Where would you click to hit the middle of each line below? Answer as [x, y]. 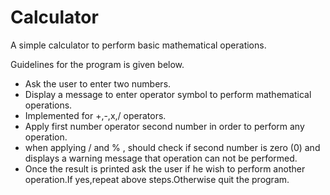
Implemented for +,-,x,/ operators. [95, 115]
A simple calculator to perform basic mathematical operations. [138, 45]
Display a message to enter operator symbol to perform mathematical [168, 94]
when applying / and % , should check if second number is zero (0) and [172, 147]
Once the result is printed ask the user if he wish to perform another [165, 168]
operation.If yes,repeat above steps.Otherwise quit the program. [157, 179]
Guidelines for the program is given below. [97, 64]
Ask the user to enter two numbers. [98, 83]
